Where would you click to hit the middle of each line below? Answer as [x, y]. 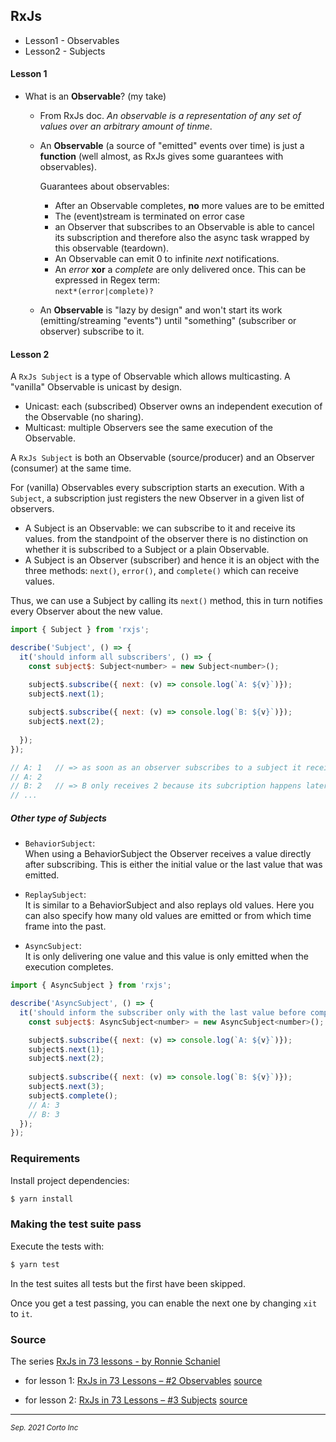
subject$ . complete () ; [73, 1095]
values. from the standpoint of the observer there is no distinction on [166, 539]
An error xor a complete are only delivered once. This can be [180, 270]
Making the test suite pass [76, 1224]
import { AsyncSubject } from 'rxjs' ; [91, 985]
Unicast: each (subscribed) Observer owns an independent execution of [173, 406]
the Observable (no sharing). [84, 417]
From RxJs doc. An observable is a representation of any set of [170, 116]
